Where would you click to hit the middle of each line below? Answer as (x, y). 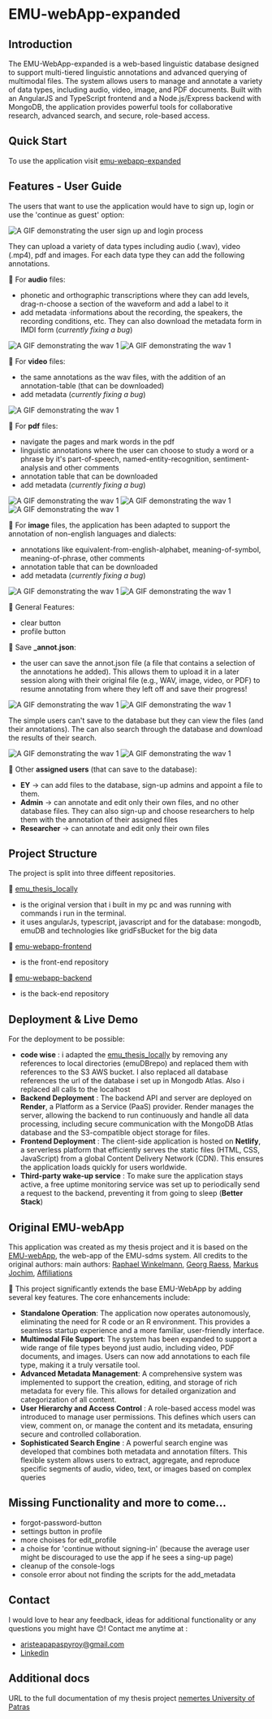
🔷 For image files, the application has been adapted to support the (119, 525)
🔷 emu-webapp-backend (50, 978)
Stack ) (31, 1202)
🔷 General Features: (41, 606)
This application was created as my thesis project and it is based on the (128, 1247)
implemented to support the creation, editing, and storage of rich (129, 1382)
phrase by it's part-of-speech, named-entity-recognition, (115, 459)
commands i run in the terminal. (73, 913)
